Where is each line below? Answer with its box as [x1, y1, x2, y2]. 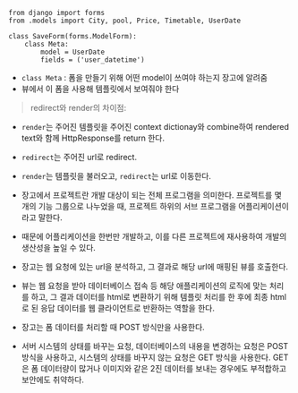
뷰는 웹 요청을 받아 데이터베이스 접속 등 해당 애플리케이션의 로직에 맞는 [21, 280, 268, 291]
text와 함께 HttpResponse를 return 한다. [21, 132, 165, 143]
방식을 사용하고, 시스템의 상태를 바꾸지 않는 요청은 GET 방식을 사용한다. [21, 352, 271, 363]
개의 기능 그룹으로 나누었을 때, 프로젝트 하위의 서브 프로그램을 [21, 201, 237, 211]
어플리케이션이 [238, 201, 290, 211]
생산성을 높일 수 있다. [21, 243, 96, 252]
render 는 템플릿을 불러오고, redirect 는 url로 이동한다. [21, 171, 212, 181]
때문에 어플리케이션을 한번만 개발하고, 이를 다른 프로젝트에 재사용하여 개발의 [21, 231, 287, 242]
